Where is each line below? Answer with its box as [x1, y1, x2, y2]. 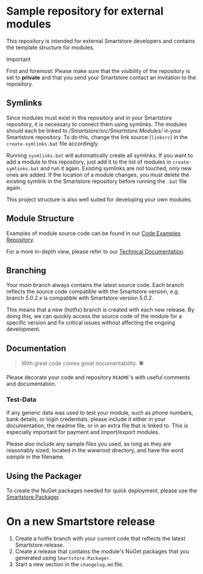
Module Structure [6, 213, 75, 224]
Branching [6, 265, 47, 275]
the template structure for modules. [6, 44, 95, 51]
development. [6, 325, 41, 333]
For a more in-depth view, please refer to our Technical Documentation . [6, 247, 185, 255]
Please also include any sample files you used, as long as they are [6, 440, 171, 448]
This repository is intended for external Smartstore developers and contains [6, 37, 195, 44]
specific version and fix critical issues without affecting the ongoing [6, 319, 176, 327]
